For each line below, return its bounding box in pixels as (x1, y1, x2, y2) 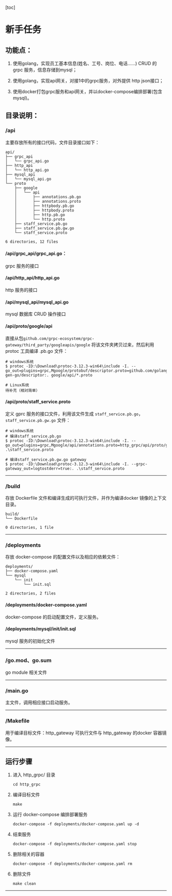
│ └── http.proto (14, 217, 66, 222)
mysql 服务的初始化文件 (5, 637, 55, 644)
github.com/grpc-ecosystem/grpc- (23, 336, 95, 341)
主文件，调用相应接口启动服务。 (5, 699, 73, 706)
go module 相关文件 (5, 669, 47, 675)
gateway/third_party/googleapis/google (5, 343, 91, 348)
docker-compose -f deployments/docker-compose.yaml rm (12, 861, 133, 867)
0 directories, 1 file (5, 525, 54, 530)
